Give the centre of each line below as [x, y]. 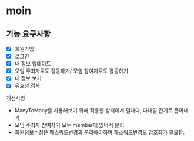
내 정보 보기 [28, 78]
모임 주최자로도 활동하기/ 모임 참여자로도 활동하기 [71, 71]
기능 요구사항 [29, 34]
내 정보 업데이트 [33, 64]
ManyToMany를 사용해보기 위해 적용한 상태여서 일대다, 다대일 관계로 [94, 111]
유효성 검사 [27, 85]
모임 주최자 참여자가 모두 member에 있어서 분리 [69, 125]
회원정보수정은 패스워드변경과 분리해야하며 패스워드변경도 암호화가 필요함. [100, 132]
